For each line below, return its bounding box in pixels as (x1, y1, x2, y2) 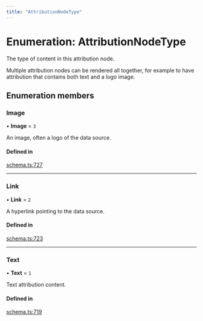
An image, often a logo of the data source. (6, 134, 112, 141)
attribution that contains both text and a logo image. (6, 73, 135, 80)
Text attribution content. (6, 281, 66, 288)
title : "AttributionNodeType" (6, 8, 83, 15)
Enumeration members (6, 90, 95, 100)
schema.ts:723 (6, 235, 43, 242)
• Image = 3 (6, 122, 36, 130)
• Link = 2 (6, 196, 31, 203)
